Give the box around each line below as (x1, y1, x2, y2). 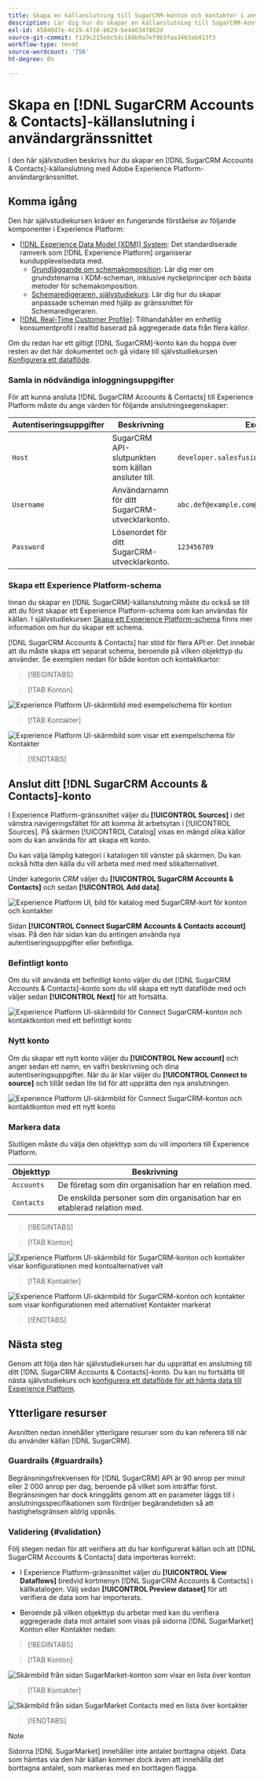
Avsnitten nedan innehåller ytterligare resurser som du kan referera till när (8, 1427, 247, 1437)
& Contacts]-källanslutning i (8, 113, 195, 130)
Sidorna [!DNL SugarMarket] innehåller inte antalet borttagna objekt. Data (8, 1746, 246, 1756)
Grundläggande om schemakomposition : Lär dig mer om (31, 264, 214, 273)
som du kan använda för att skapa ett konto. (8, 835, 151, 845)
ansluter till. (112, 472, 155, 483)
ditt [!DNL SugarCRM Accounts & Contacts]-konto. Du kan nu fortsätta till (8, 1367, 245, 1376)
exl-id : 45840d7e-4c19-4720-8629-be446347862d (8, 26, 163, 34)
